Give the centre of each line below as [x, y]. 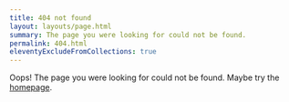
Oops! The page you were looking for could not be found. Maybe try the [144, 77]
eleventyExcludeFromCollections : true [83, 52]
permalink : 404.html [49, 43]
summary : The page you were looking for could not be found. [128, 35]
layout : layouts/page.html [61, 26]
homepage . [31, 87]
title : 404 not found [51, 18]
